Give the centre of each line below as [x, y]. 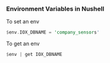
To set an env [23, 22]
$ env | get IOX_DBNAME [34, 55]
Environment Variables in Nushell [55, 9]
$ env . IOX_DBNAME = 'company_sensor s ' [53, 32]
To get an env [23, 44]
